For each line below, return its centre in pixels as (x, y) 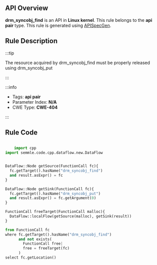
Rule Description (31, 41)
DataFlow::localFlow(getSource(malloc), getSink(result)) (71, 216)
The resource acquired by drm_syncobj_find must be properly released (78, 63)
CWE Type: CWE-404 (35, 107)
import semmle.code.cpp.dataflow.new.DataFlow (54, 153)
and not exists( (35, 239)
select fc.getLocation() (31, 258)
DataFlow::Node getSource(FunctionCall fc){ (52, 166)
